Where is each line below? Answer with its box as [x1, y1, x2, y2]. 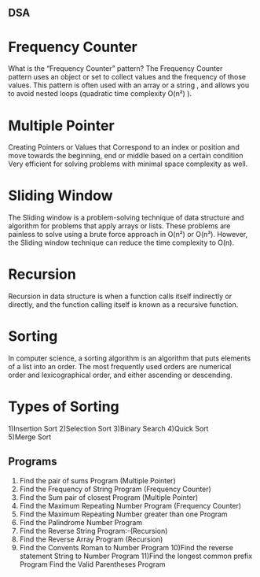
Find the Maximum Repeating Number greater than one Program [19, 509, 228, 519]
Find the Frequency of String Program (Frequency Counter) [19, 484, 212, 494]
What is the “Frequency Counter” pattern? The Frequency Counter [8, 64, 223, 73]
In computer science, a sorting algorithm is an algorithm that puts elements [8, 353, 251, 363]
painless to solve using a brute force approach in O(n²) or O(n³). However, [8, 230, 248, 239]
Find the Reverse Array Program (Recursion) [19, 534, 163, 544]
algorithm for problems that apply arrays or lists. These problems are [8, 221, 231, 231]
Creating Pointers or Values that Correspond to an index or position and [8, 142, 240, 152]
